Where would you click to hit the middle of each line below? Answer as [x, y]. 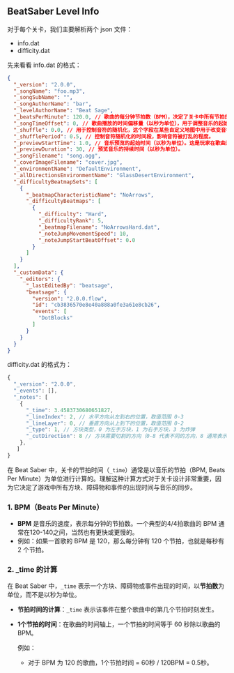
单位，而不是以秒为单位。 [44, 595]
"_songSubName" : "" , [43, 98]
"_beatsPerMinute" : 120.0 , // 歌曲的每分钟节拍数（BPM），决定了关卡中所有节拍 [119, 117]
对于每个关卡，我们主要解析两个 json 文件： [70, 29]
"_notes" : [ [31, 398]
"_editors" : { [40, 279]
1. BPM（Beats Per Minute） [55, 507]
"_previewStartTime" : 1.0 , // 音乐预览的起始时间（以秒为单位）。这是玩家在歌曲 [120, 143]
